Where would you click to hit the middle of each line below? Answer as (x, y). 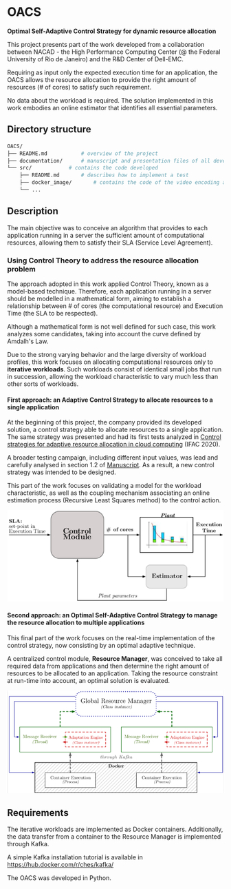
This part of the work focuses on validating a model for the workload (104, 486)
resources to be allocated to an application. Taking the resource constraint (112, 673)
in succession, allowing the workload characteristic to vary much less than (113, 376)
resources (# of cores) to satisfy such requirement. (79, 87)
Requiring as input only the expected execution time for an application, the (112, 72)
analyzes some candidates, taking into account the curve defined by (104, 334)
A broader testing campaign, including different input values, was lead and (113, 458)
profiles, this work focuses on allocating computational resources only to (110, 362)
